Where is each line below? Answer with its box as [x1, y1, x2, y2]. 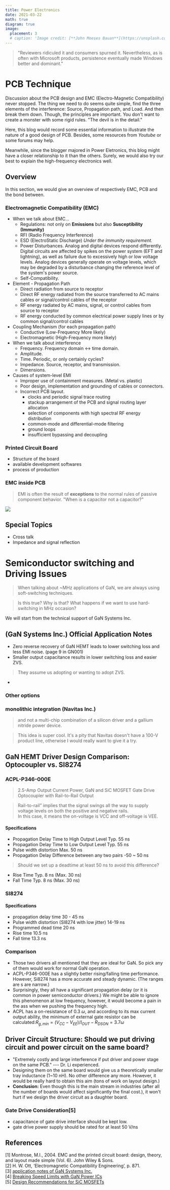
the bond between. [5, 191, 45, 198]
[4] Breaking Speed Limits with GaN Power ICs [5, 1174, 102, 1180]
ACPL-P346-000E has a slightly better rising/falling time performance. [12, 971, 159, 977]
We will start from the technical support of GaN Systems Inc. [5, 615, 132, 621]
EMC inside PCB [5, 479, 46, 487]
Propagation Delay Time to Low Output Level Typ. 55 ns [12, 842, 129, 848]
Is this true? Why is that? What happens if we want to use [17, 600, 138, 606]
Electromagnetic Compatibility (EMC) [5, 204, 99, 211]
